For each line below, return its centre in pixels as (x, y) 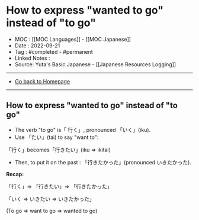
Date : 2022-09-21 (37, 46)
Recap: (15, 174)
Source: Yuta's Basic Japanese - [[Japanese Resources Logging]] (95, 64)
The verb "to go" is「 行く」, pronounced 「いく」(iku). (83, 130)
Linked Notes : (32, 58)
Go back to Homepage (42, 81)
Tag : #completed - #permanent (54, 51)
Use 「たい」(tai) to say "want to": (57, 137)
